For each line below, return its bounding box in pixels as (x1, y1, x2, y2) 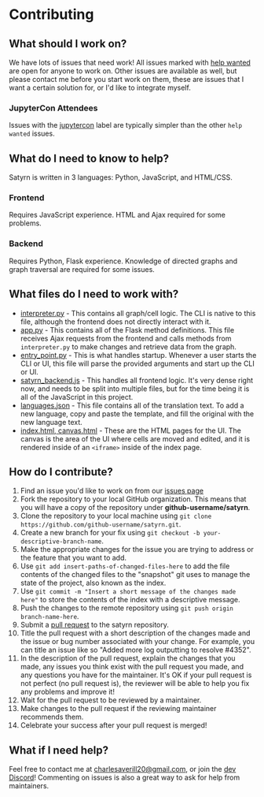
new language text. (20, 417, 83, 426)
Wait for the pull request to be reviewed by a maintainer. (20, 695, 202, 705)
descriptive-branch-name (20, 538, 102, 546)
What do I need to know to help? (9, 151, 170, 165)
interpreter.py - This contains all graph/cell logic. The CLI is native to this (20, 308, 256, 318)
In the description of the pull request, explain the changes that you (20, 654, 236, 663)
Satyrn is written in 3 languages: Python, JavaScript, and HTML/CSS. (9, 173, 233, 182)
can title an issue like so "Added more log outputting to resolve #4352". (20, 645, 251, 655)
